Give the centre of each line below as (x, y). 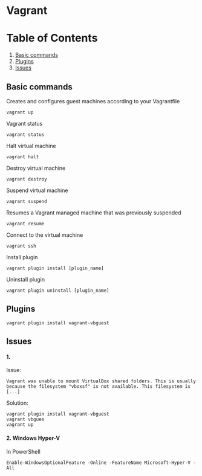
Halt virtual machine (31, 146)
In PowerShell (23, 451)
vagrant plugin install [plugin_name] (55, 268)
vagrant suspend (27, 201)
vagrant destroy (27, 179)
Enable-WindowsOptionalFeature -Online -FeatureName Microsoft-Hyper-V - (101, 463)
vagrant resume (25, 224)
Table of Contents (52, 38)
